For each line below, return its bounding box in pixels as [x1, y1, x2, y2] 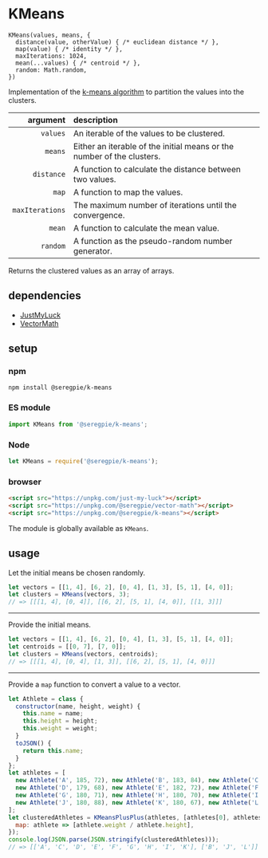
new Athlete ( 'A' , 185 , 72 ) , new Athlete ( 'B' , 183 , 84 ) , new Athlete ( [15, 777, 252, 785]
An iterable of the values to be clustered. [73, 128, 226, 139]
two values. [73, 173, 116, 184]
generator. [73, 245, 113, 256]
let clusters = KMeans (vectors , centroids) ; [8, 650, 159, 658]
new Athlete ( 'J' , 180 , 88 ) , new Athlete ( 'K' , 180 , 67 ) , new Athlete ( [15, 798, 252, 806]
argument [27, 114, 66, 125]
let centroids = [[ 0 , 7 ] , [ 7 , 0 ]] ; [8, 643, 127, 651]
